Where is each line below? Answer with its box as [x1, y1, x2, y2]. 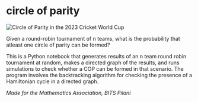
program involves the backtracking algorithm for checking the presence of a [6, 71, 193, 78]
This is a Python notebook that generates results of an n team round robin [6, 52, 187, 60]
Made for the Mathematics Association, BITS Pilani [6, 89, 131, 96]
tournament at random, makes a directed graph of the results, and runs [6, 59, 180, 66]
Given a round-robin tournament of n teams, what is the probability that [6, 35, 181, 42]
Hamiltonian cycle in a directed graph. [6, 78, 99, 85]
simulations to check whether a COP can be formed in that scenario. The [6, 65, 184, 72]
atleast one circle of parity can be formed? [6, 41, 110, 48]
